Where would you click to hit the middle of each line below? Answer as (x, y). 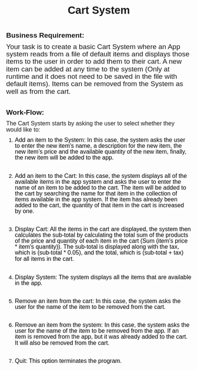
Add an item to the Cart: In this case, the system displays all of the (101, 176)
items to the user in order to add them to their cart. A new (94, 61)
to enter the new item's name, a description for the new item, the (98, 146)
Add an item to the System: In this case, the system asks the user (100, 140)
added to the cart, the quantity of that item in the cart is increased (99, 205)
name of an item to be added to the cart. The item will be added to (100, 187)
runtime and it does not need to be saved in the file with (92, 76)
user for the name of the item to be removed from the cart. (90, 307)
